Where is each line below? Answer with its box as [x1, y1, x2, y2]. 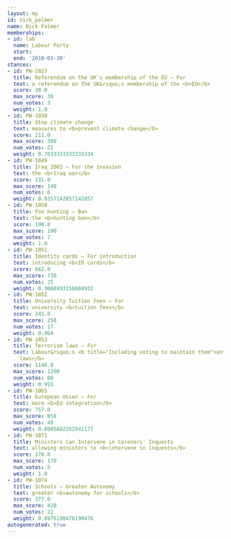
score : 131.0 [13, 176, 51, 183]
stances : [7, 61, 32, 68]
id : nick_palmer [7, 16, 54, 23]
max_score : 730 [13, 272, 57, 279]
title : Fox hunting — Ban [13, 208, 88, 215]
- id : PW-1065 [7, 387, 48, 394]
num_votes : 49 [13, 419, 54, 426]
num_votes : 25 [13, 278, 54, 285]
